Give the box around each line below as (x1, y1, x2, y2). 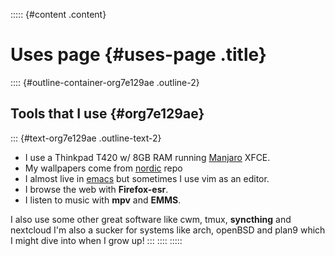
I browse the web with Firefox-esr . (24, 183, 169, 195)
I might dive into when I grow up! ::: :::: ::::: (10, 234, 183, 246)
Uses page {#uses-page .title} (10, 44, 267, 66)
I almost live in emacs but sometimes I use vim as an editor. (24, 172, 270, 184)
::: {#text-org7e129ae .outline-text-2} (10, 132, 162, 144)
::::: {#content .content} (10, 9, 107, 20)
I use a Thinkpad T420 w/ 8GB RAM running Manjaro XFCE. (24, 151, 271, 163)
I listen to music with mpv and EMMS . (24, 194, 182, 206)
